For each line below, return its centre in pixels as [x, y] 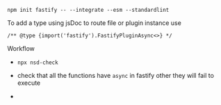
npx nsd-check [38, 63]
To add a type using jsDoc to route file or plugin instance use [95, 23]
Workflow [21, 48]
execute [29, 83]
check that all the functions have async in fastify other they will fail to [115, 75]
